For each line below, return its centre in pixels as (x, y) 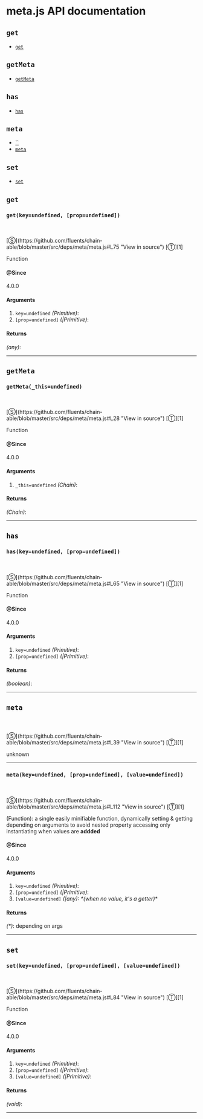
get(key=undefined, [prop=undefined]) (63, 215)
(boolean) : (19, 684)
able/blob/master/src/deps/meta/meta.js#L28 (63, 418)
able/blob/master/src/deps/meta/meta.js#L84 (63, 997)
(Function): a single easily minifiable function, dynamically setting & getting (100, 818)
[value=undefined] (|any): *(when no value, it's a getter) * (86, 899)
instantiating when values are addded (53, 831)
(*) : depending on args (35, 926)
